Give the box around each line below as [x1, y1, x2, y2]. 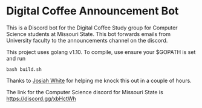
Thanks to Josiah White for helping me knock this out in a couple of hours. [6, 77, 192, 84]
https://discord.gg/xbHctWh [6, 95, 77, 102]
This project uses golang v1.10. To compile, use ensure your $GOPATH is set [6, 48, 196, 55]
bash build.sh [6, 66, 42, 73]
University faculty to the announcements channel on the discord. [6, 37, 168, 44]
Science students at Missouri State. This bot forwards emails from [6, 30, 171, 37]
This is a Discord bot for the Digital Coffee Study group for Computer [6, 24, 178, 31]
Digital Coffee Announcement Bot [6, 4, 179, 18]
